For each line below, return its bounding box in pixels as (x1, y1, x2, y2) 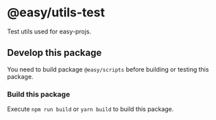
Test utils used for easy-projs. (7, 27, 91, 35)
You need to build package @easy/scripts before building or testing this (7, 65, 209, 73)
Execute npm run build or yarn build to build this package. (7, 105, 174, 113)
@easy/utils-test (7, 5, 105, 20)
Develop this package (7, 47, 102, 59)
